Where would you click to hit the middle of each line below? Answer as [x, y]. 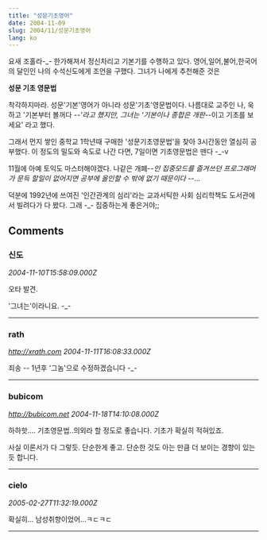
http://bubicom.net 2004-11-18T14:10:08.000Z [83, 414]
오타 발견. [23, 289]
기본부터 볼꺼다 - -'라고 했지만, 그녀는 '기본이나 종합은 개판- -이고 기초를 [135, 115]
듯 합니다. [23, 457]
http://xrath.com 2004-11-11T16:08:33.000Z [79, 352]
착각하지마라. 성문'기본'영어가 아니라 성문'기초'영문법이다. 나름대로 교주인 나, [127, 105]
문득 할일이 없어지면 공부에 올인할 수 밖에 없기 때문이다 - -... [108, 179]
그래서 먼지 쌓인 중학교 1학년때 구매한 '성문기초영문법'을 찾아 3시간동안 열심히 [128, 142]
